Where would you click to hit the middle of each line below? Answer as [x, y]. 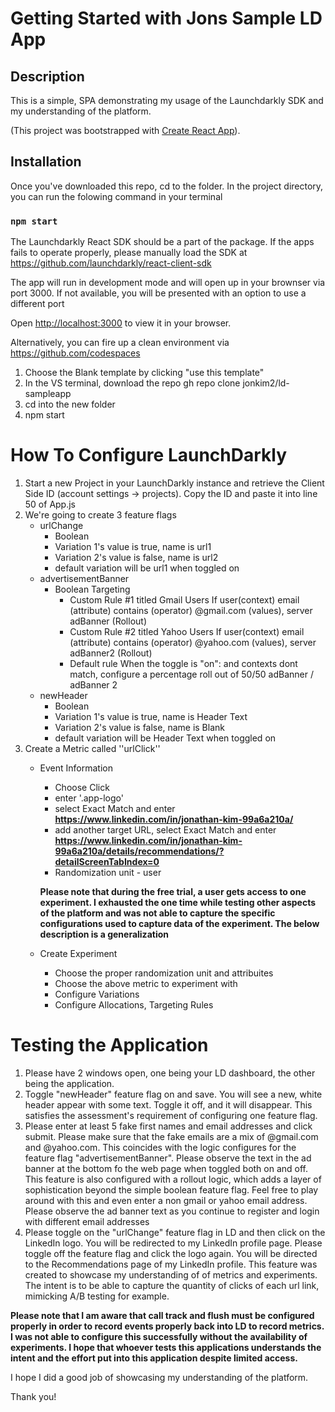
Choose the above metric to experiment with [146, 984]
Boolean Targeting [92, 589]
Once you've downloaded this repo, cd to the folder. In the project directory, [167, 186]
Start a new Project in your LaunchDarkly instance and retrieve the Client [174, 483]
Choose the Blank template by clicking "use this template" [144, 373]
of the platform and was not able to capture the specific [157, 913]
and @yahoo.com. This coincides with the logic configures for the [160, 1147]
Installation [46, 162]
